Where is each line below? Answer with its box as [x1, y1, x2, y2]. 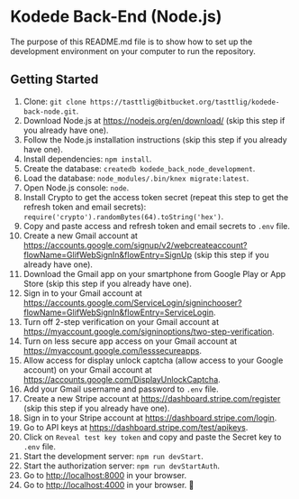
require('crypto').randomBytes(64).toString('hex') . [23, 210, 224, 222]
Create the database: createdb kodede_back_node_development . [23, 162, 256, 173]
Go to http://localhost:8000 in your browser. [23, 469, 187, 480]
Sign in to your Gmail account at [23, 287, 142, 299]
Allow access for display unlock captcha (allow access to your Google [23, 355, 284, 365]
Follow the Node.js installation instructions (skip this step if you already [23, 134, 287, 145]
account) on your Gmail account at [23, 364, 152, 375]
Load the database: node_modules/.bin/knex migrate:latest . [23, 172, 249, 183]
